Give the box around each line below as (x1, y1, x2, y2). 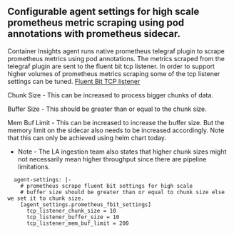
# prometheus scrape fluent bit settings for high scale (20, 182, 193, 189)
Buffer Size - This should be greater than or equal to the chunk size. (7, 105, 207, 113)
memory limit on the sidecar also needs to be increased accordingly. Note (7, 126, 225, 134)
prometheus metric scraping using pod (7, 17, 185, 29)
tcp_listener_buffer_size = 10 (26, 213, 120, 220)
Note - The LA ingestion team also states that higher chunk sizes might (17, 147, 227, 156)
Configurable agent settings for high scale (7, 6, 200, 18)
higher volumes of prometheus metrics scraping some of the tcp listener (7, 69, 220, 78)
